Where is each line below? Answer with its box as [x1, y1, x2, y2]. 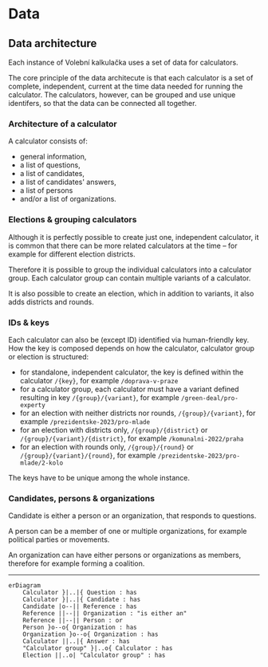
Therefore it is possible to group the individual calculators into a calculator [8, 265, 252, 274]
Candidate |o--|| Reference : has [22, 602, 137, 610]
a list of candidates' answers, [19, 177, 117, 187]
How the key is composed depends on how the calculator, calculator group [8, 343, 255, 353]
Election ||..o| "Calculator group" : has [22, 651, 166, 660]
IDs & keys [8, 316, 49, 328]
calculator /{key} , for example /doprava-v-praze [19, 375, 179, 385]
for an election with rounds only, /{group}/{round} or [19, 441, 194, 451]
